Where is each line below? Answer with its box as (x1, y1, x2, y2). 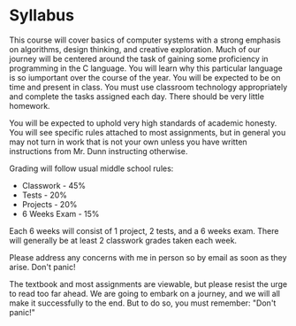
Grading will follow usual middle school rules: (9, 163, 174, 174)
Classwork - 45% (21, 180, 87, 190)
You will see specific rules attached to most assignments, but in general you (9, 127, 286, 137)
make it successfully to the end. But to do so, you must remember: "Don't (9, 298, 277, 308)
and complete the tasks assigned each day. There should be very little (9, 90, 265, 102)
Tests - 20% (21, 190, 68, 200)
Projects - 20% (21, 198, 78, 209)
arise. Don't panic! (9, 261, 76, 272)
